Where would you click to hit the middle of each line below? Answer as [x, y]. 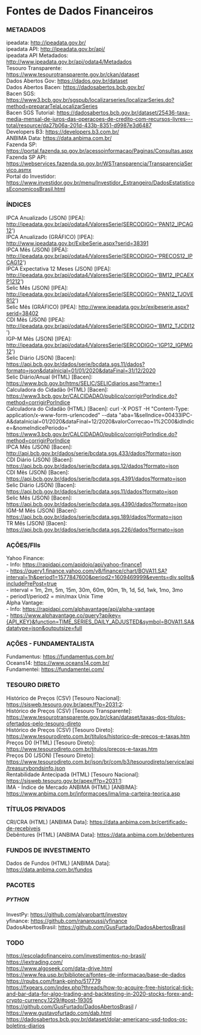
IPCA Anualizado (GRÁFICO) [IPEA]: [50, 237]
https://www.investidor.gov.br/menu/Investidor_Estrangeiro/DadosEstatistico [100, 183]
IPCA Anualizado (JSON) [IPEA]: [46, 217]
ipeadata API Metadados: [37, 56]
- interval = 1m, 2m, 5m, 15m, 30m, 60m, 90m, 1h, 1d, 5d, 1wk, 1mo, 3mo [95, 590]
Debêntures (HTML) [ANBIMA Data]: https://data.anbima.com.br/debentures [100, 834]
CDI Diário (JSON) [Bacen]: [40, 459]
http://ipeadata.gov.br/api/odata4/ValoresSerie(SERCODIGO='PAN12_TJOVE [100, 294]
